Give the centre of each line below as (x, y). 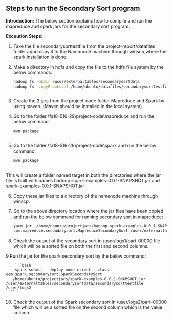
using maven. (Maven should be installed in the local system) (78, 106)
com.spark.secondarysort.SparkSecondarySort (54, 274)
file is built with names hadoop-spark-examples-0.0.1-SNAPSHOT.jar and (83, 180)
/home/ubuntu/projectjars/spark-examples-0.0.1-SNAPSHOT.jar (79, 279)
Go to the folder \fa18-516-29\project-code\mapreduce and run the (84, 116)
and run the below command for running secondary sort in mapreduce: (88, 217)
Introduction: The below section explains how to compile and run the (79, 20)
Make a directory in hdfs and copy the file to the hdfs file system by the (89, 67)
